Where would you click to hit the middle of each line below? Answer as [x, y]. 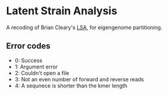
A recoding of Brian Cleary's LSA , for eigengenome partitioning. [84, 27]
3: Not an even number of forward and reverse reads [79, 79]
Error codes [28, 46]
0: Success [28, 60]
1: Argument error [36, 66]
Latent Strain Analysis [62, 11]
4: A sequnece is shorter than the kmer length [71, 85]
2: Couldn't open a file [42, 73]
